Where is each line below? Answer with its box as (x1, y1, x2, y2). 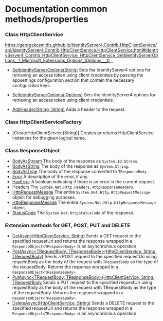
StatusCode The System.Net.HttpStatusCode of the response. (12, 210, 135, 216)
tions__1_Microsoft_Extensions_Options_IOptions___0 (5, 57, 110, 64)
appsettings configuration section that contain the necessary (12, 77, 135, 83)
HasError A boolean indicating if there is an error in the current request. (12, 179, 156, 185)
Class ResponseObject (5, 147, 60, 154)
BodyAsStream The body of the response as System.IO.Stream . (12, 158, 139, 164)
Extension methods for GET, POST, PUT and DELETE (5, 222, 130, 229)
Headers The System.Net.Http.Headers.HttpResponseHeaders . (12, 184, 135, 190)
